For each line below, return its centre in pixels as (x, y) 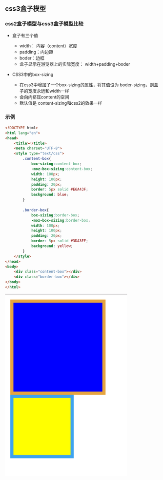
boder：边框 (32, 58)
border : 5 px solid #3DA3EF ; (60, 241)
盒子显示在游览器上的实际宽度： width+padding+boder (75, 64)
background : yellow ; (52, 246)
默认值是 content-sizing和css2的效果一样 (61, 103)
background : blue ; (50, 195)
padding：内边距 (36, 52)
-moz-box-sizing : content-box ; (62, 169)
